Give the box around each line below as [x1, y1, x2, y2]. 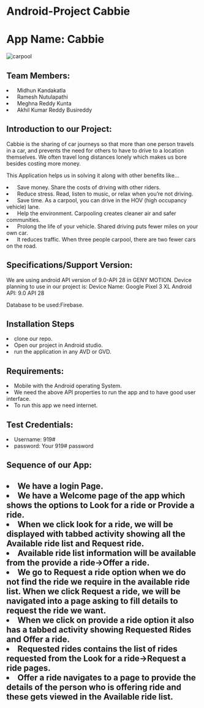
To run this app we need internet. [14, 402, 98, 409]
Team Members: [6, 70, 70, 81]
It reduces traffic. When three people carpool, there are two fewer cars [17, 235, 196, 243]
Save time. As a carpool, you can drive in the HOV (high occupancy [17, 196, 187, 204]
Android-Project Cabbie [6, 4, 130, 18]
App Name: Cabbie [6, 32, 105, 47]
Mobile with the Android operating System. [14, 382, 123, 390]
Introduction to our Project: [6, 124, 112, 134]
